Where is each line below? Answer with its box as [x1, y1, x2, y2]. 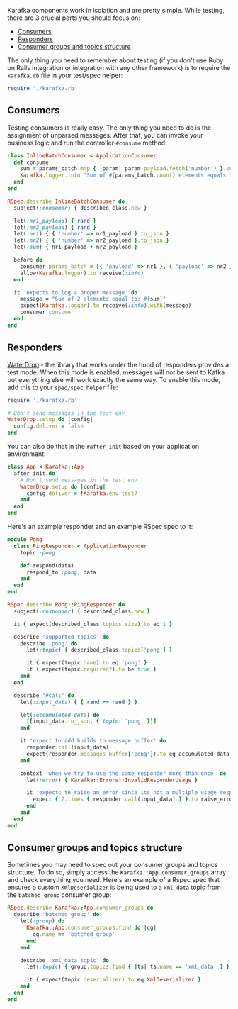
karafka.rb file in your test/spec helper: [7, 71, 123, 79]
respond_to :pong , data [25, 569, 97, 576]
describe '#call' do [13, 691, 74, 699]
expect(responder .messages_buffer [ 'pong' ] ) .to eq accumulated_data [25, 750, 230, 757]
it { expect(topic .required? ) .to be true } [25, 666, 157, 673]
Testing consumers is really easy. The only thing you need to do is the [7, 123, 212, 132]
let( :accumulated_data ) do [20, 711, 100, 718]
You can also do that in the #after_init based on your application [7, 442, 200, 450]
